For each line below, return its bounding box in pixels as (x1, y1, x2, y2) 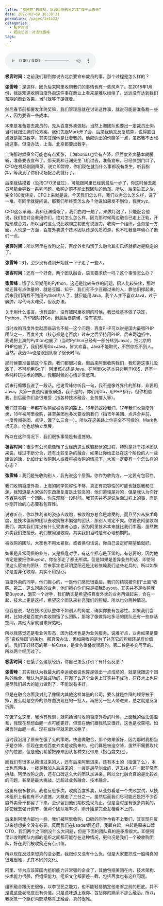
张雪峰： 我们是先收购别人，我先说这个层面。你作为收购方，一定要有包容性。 (5, 472, 158, 478)
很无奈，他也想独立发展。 (5, 423, 56, 429)
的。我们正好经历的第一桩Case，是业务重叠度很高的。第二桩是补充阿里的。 (5, 642, 156, 648)
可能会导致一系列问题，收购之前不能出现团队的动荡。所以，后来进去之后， (9, 186, 158, 192)
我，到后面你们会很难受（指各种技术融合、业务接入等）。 (5, 395, 118, 400)
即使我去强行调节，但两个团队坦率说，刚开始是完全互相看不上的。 (5, 806, 137, 812)
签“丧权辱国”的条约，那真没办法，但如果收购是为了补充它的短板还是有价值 (5, 636, 154, 642)
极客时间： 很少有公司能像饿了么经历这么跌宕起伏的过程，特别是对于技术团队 (5, 444, 158, 450)
